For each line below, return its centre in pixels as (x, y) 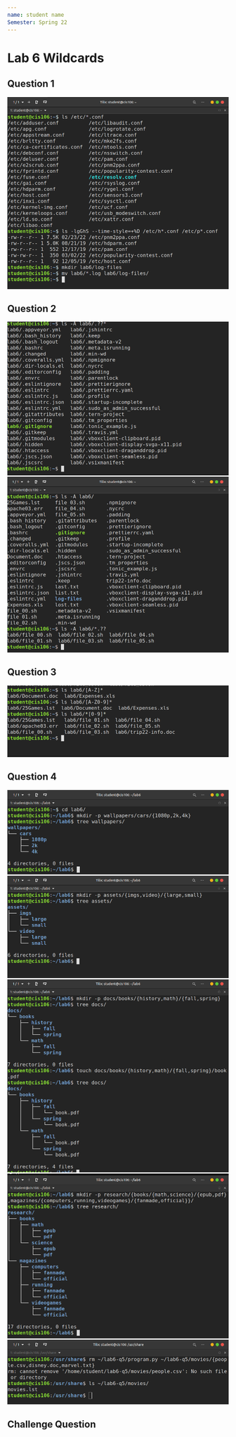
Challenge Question (52, 1424)
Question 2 (32, 309)
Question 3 (32, 672)
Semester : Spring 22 (38, 22)
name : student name (36, 15)
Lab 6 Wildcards (56, 58)
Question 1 (31, 84)
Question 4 (32, 777)
